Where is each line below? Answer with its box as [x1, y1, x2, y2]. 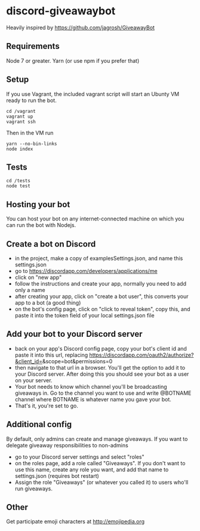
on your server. [14, 376, 53, 383]
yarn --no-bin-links [6, 140, 58, 147]
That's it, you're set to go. [14, 402, 79, 409]
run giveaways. [14, 485, 53, 492]
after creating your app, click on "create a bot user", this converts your [14, 293, 189, 300]
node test [6, 183, 31, 189]
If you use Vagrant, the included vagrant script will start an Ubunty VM [6, 90, 180, 97]
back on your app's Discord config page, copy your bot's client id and [14, 345, 187, 352]
